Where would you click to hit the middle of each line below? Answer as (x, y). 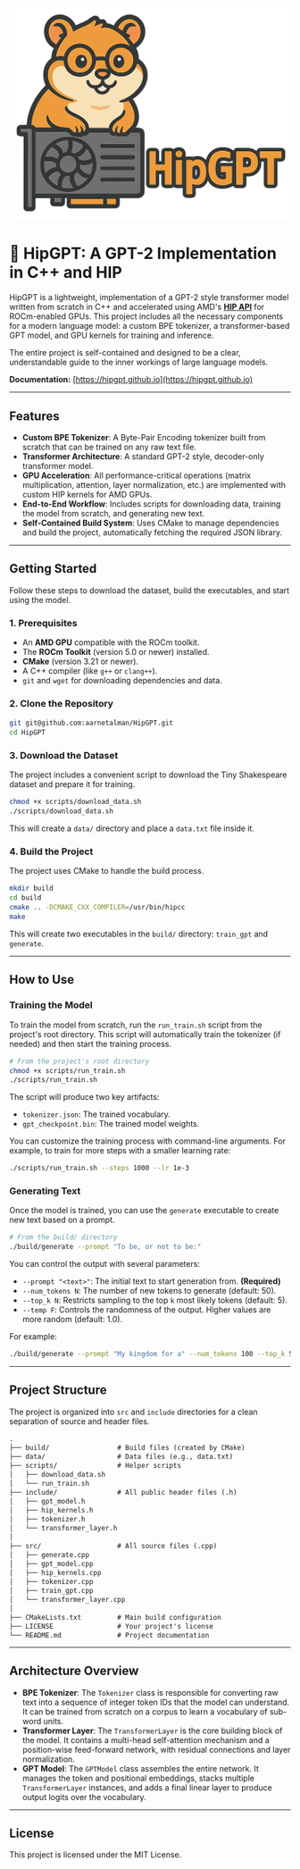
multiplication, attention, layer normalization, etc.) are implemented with (154, 484)
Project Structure (58, 1391)
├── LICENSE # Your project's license (112, 1626)
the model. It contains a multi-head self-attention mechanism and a (146, 1739)
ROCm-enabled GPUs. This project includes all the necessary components (146, 316)
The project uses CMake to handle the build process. (107, 871)
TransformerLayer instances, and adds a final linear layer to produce (147, 1787)
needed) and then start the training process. (91, 1043)
